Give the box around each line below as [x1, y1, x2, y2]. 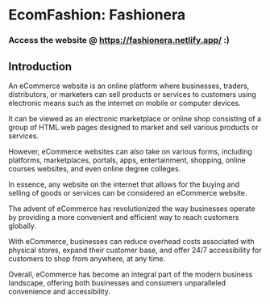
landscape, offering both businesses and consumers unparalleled [8, 277, 226, 288]
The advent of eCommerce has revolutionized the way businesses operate [8, 204, 255, 213]
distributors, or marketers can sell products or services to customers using [8, 89, 256, 99]
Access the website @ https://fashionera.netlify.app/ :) [8, 35, 230, 46]
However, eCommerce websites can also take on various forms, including [8, 146, 252, 156]
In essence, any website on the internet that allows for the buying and [8, 179, 240, 189]
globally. [8, 221, 37, 230]
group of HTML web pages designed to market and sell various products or [8, 122, 259, 132]
